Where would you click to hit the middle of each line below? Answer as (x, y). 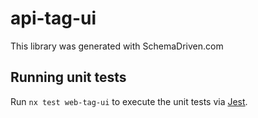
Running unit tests (68, 77)
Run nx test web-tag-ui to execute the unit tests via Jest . (129, 101)
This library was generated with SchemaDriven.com (117, 46)
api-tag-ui (53, 18)
